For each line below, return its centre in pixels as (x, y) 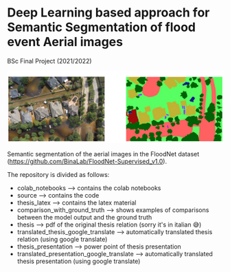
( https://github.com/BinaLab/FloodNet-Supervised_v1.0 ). (87, 161)
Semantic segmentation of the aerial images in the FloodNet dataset (103, 154)
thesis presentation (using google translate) (79, 261)
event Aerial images (65, 42)
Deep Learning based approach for (108, 13)
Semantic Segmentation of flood (101, 27)
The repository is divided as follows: (58, 175)
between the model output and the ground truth (84, 218)
